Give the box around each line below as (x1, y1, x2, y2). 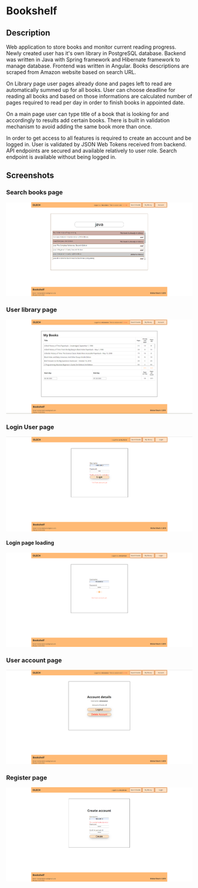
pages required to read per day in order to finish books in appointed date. (6, 99, 185, 106)
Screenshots (6, 171, 54, 181)
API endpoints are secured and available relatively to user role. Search (6, 147, 177, 154)
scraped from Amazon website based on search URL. (6, 69, 137, 75)
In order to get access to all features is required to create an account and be (6, 134, 191, 142)
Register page (6, 773, 47, 781)
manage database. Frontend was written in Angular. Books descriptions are (6, 62, 189, 69)
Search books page (6, 188, 63, 197)
